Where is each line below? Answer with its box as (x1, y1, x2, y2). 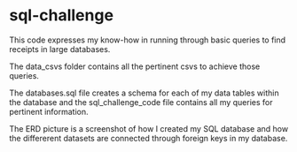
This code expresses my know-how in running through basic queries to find (9, 34, 286, 45)
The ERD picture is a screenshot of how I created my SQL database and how (9, 123, 289, 133)
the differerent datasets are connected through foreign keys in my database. (9, 133, 288, 143)
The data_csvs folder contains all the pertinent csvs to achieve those (9, 61, 261, 72)
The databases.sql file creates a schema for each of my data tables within (9, 87, 279, 98)
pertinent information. (9, 106, 89, 117)
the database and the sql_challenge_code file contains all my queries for (9, 96, 273, 107)
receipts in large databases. (9, 43, 111, 54)
